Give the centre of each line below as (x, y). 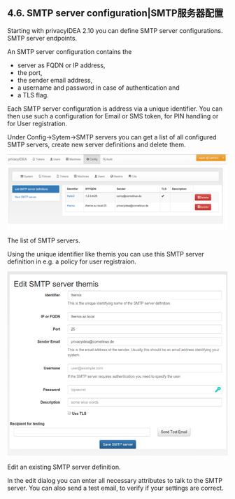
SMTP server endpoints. (42, 38)
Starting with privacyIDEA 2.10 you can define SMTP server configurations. (115, 30)
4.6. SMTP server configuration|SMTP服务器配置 (115, 13)
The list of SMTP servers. (44, 240)
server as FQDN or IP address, (61, 65)
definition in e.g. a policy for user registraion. (72, 261)
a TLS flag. (33, 95)
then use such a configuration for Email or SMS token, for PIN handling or (113, 116)
